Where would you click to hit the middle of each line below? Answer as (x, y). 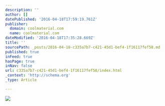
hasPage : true (20, 61)
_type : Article (21, 80)
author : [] (17, 15)
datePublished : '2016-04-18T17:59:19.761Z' (51, 19)
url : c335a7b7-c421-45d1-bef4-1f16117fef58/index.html (64, 71)
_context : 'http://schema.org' (38, 75)
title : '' (16, 43)
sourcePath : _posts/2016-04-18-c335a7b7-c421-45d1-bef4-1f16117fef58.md (83, 47)
